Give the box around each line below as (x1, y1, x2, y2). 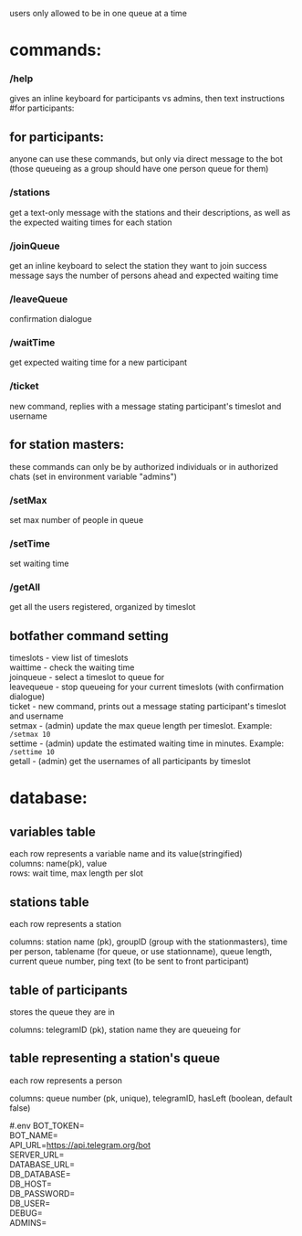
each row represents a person (9, 1074, 123, 1086)
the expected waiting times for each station (9, 217, 172, 228)
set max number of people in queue (9, 514, 144, 525)
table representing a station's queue (9, 1050, 221, 1066)
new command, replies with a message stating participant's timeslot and (9, 400, 282, 411)
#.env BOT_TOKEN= (9, 1120, 85, 1131)
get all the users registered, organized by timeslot (9, 602, 196, 613)
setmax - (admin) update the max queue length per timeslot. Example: (9, 720, 273, 731)
